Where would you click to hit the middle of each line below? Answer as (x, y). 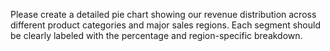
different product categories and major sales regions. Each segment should (166, 25)
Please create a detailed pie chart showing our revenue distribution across (163, 14)
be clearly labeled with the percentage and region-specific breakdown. (156, 35)
